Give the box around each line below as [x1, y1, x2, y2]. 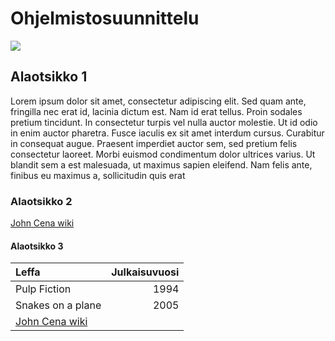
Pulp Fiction [15, 282, 72, 296]
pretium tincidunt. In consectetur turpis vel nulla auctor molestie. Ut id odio [10, 116, 318, 128]
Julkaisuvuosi [111, 265, 180, 279]
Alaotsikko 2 [10, 194, 73, 208]
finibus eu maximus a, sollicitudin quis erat [10, 169, 186, 181]
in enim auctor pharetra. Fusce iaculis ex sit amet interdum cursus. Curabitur [10, 127, 325, 139]
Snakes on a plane [15, 298, 102, 312]
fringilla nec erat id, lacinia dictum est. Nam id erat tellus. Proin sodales [10, 105, 303, 117]
